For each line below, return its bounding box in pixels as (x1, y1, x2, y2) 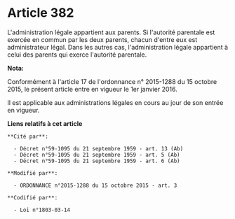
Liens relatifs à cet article (7, 119, 83, 127)
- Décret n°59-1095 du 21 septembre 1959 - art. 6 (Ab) (13, 157, 180, 164)
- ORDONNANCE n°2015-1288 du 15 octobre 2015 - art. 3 (13, 182, 177, 189)
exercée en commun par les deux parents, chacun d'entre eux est (7, 35, 198, 43)
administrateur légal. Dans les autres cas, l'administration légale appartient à (7, 43, 229, 51)
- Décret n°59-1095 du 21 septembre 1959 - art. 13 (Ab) (13, 145, 184, 152)
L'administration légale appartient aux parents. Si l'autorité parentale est (7, 28, 215, 36)
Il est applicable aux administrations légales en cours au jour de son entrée (7, 98, 224, 106)
